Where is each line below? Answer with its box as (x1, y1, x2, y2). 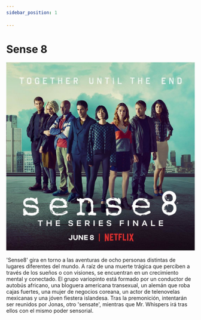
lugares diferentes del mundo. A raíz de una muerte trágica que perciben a (6, 263, 190, 270)
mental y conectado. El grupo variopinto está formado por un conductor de (6, 275, 191, 283)
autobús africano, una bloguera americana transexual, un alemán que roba (6, 282, 190, 289)
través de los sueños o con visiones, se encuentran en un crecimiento (6, 269, 179, 276)
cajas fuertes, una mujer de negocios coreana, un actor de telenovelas (6, 288, 181, 296)
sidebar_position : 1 (6, 10, 58, 16)
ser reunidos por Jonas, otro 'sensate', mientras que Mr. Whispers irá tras (6, 301, 188, 308)
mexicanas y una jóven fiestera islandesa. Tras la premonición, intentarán (6, 294, 187, 301)
